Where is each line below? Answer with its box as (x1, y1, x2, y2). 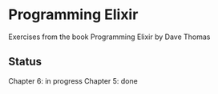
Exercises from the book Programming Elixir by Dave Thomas (8, 32, 211, 41)
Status (8, 55, 42, 69)
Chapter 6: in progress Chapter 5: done (8, 76, 138, 85)
